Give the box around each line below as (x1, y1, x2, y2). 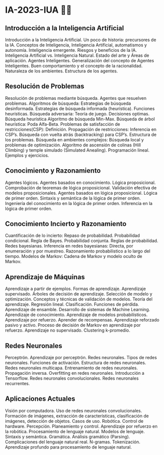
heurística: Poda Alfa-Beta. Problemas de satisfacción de (5, 121, 120, 127)
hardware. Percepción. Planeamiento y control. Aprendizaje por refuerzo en (5, 423, 158, 429)
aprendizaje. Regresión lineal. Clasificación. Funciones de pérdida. (5, 301, 140, 307)
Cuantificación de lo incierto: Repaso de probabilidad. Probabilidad (5, 232, 140, 239)
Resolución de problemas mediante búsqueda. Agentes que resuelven (5, 95, 147, 101)
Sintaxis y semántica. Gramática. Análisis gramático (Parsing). (5, 433, 130, 439)
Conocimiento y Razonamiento (5, 166, 101, 175)
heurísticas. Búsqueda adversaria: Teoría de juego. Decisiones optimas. (5, 111, 150, 116)
